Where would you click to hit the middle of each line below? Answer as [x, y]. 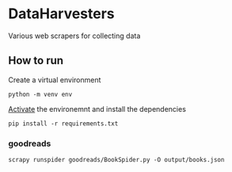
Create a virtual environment [55, 79]
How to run [36, 61]
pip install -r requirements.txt [63, 124]
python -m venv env [40, 94]
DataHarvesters [61, 14]
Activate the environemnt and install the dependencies [97, 109]
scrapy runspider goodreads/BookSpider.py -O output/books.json [116, 160]
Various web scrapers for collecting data [74, 36]
